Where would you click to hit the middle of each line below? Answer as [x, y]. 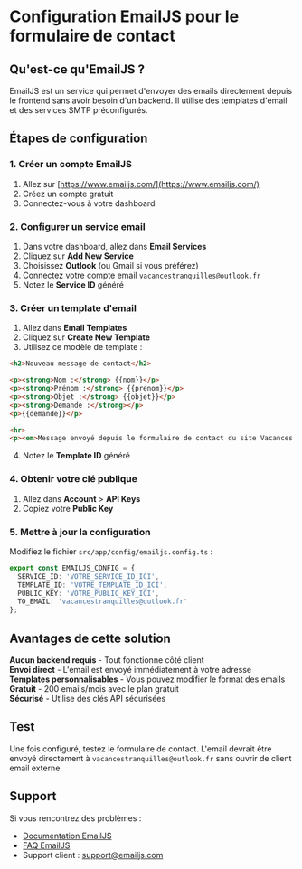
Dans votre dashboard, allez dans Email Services [114, 246]
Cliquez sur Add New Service [78, 256]
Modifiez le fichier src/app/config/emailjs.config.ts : [111, 551]
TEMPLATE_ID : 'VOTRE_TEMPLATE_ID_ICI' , [93, 585]
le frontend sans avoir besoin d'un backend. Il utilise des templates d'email [148, 100]
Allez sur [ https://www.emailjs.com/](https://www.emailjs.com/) [141, 184]
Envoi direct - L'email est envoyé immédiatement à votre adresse [130, 669]
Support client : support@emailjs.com [93, 855]
